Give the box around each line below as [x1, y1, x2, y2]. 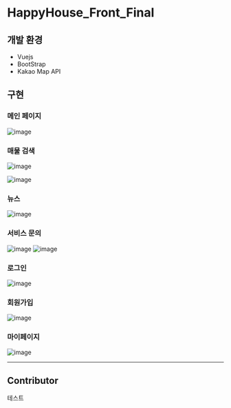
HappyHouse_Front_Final [7, 5, 155, 21]
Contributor [7, 374, 58, 387]
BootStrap [16, 60, 46, 68]
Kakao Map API [16, 68, 61, 75]
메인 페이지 [7, 112, 42, 121]
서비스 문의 [7, 229, 42, 238]
